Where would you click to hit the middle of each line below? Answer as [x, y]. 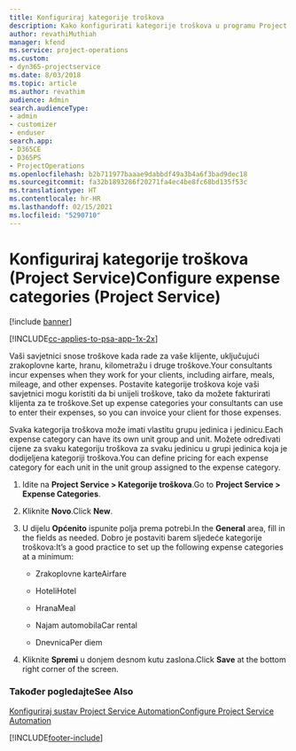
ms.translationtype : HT [53, 191]
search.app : [31, 141]
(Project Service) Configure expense [145, 278]
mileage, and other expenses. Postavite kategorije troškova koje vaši [134, 384]
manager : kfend [37, 42]
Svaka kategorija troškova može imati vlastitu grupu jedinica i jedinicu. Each [146, 429]
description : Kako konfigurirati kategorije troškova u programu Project [148, 26]
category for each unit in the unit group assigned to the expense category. [145, 467]
